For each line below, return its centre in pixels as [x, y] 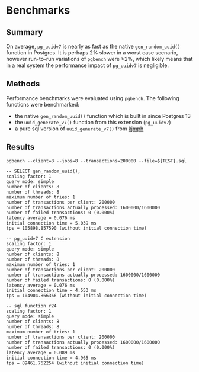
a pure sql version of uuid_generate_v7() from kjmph [79, 129]
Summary [25, 32]
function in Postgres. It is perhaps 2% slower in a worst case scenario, [92, 53]
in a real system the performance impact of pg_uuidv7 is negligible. [87, 65]
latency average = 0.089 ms [41, 352]
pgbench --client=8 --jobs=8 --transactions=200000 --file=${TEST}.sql [96, 161]
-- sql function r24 [32, 306]
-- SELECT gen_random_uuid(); [44, 171]
